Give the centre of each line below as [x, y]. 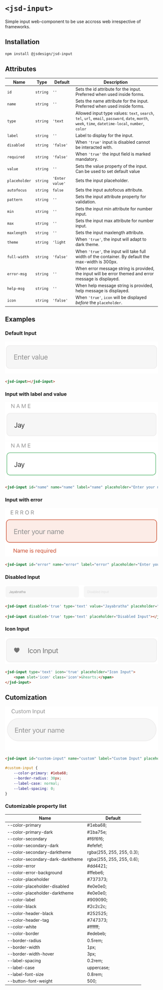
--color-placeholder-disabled [38, 886]
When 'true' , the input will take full [111, 251]
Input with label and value [36, 394]
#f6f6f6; [96, 838]
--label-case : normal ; [37, 783]
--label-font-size [25, 974]
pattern [15, 200]
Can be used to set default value [108, 171]
